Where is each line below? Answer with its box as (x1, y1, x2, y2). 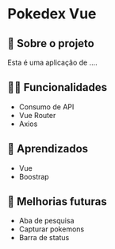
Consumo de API (18, 101, 75, 112)
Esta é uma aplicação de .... (7, 57, 98, 67)
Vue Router (18, 110, 56, 120)
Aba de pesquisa (18, 216, 75, 226)
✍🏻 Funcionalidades (7, 81, 108, 94)
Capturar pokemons (18, 224, 85, 234)
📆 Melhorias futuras (7, 195, 108, 208)
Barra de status (18, 233, 70, 243)
